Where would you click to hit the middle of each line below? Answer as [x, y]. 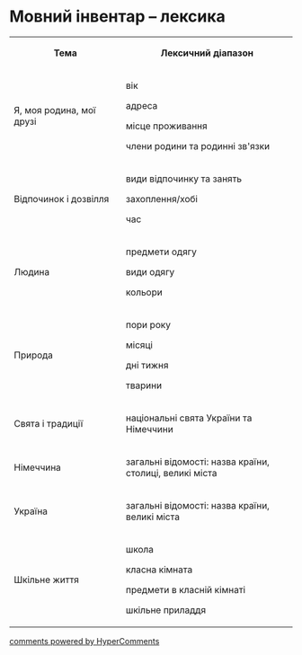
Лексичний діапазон [207, 53]
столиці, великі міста [171, 473]
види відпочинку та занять [184, 179]
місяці [139, 345]
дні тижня [147, 365]
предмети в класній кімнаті [185, 589]
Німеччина [37, 467]
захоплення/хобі [161, 199]
